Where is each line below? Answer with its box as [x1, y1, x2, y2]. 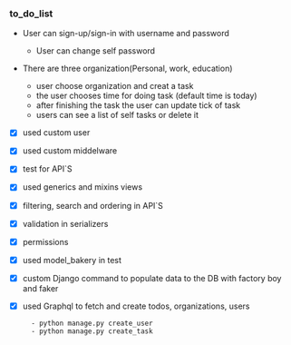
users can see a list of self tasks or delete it [35, 110, 199, 121]
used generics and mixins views [22, 182, 143, 192]
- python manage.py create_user [31, 319, 153, 328]
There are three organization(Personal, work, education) [22, 63, 233, 74]
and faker [22, 282, 59, 293]
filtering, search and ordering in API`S [22, 200, 163, 211]
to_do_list [9, 7, 53, 20]
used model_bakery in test [22, 254, 122, 265]
